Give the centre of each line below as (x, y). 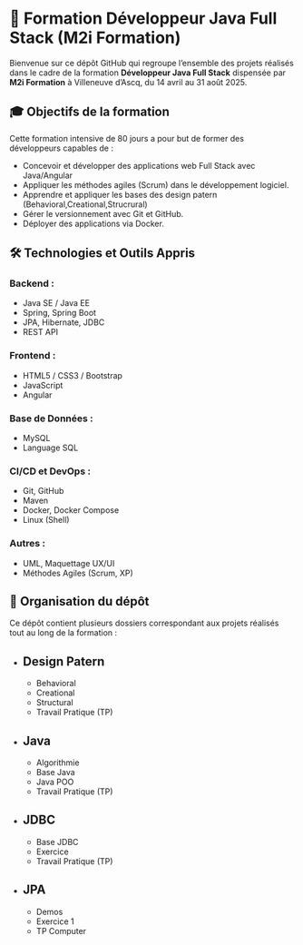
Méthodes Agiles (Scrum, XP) (78, 573)
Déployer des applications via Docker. (93, 223)
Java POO (55, 782)
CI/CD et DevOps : (50, 471)
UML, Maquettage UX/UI (68, 563)
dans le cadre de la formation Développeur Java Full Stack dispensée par (148, 73)
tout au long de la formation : (64, 633)
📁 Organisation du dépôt (79, 601)
